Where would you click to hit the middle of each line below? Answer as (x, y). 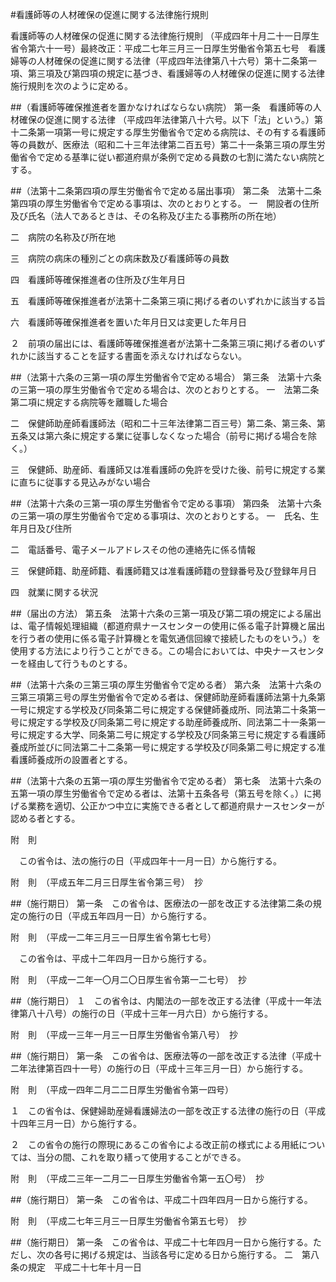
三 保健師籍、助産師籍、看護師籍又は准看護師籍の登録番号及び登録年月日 (163, 571)
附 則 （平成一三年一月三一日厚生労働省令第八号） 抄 (124, 1034)
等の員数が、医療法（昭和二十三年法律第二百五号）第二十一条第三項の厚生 (163, 144)
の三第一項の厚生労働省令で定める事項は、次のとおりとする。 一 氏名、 (160, 516)
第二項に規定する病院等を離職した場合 (89, 402)
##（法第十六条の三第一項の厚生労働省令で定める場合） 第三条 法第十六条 (166, 377)
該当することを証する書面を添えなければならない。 (141, 356)
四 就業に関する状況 (54, 592)
